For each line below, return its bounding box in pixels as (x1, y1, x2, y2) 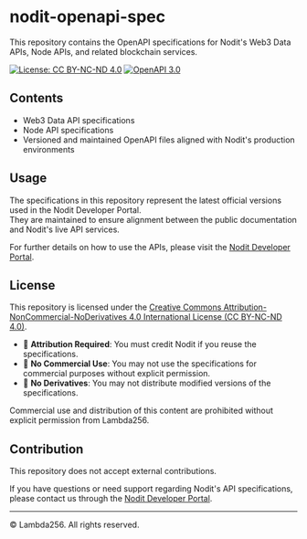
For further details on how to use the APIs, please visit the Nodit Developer (9, 241, 291, 252)
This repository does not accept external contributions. (9, 466, 217, 477)
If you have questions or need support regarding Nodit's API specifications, (9, 483, 293, 494)
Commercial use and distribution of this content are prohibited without (9, 405, 274, 417)
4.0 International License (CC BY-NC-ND (129, 312, 283, 322)
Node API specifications (22, 124, 114, 135)
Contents (9, 90, 64, 106)
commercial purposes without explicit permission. (22, 368, 211, 379)
